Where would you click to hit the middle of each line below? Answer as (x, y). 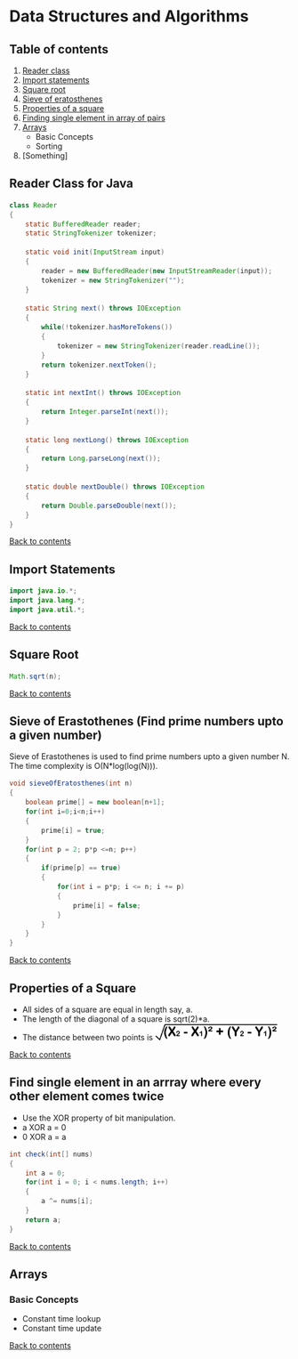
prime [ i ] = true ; (73, 830)
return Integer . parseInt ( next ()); (105, 412)
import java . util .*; (48, 610)
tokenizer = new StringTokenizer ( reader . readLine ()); (158, 346)
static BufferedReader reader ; (83, 224)
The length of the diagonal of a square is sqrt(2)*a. (116, 1019)
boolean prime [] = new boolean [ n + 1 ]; (95, 803)
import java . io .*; (43, 591)
